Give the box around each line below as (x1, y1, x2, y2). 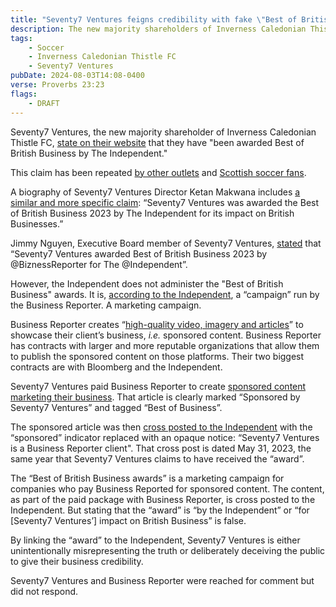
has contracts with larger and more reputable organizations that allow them (10, 339, 320, 351)
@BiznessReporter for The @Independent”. (10, 258, 188, 270)
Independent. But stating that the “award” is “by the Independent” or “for (10, 504, 310, 516)
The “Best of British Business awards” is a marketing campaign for (10, 472, 285, 484)
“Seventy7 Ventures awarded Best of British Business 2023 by (10, 247, 268, 260)
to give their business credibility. (10, 555, 144, 567)
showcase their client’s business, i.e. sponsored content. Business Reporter (10, 329, 322, 341)
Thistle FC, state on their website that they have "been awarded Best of (10, 136, 305, 148)
